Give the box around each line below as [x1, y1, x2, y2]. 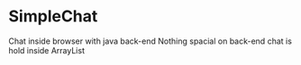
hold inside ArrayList [8, 45, 85, 55]
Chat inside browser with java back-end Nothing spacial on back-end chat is [8, 36, 292, 46]
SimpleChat [8, 6, 98, 27]
